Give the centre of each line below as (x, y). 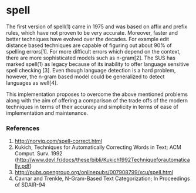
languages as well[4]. (32, 82)
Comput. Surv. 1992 (38, 154)
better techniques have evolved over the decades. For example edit (87, 39)
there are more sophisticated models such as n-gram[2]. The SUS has (91, 58)
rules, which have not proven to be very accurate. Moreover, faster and (92, 32)
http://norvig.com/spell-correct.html (58, 141)
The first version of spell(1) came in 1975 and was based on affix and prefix (97, 26)
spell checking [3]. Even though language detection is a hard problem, (91, 70)
